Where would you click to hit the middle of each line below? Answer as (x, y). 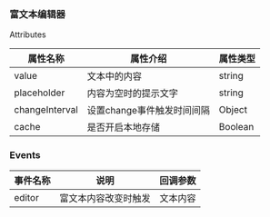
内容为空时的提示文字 (133, 94)
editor (26, 197)
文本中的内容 (115, 76)
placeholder (40, 93)
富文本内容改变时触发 (105, 198)
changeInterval (46, 110)
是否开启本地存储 (124, 127)
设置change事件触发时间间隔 (149, 111)
